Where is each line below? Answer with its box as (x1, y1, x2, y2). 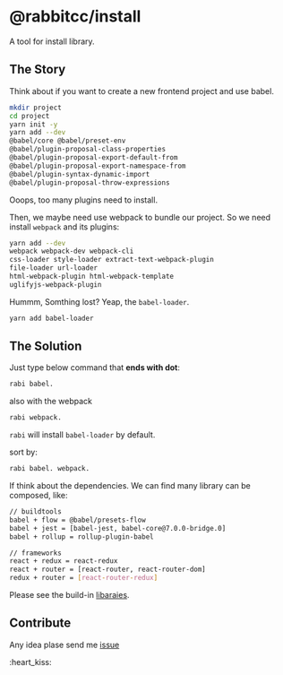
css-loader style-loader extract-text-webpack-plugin (9, 255, 215, 264)
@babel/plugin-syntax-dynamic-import (9, 169, 150, 178)
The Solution (9, 339, 82, 354)
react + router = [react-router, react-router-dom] (9, 565, 206, 575)
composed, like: (9, 490, 69, 501)
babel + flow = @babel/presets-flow (9, 515, 146, 524)
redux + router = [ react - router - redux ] (9, 574, 159, 583)
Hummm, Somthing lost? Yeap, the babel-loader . (9, 296, 190, 307)
